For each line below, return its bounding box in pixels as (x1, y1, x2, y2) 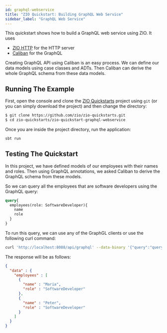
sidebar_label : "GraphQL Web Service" (5, 16, 85, 21)
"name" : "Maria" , (23, 282, 61, 287)
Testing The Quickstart (5, 150, 78, 158)
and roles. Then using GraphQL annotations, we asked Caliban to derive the (5, 168, 161, 174)
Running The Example (5, 85, 75, 93)
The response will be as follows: (5, 254, 71, 260)
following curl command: (5, 235, 56, 241)
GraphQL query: (5, 188, 38, 194)
